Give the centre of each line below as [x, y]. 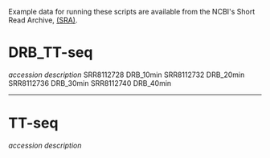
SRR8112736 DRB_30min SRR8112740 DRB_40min [90, 83]
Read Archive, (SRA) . [43, 20]
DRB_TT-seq [51, 53]
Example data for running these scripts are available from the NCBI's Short [132, 12]
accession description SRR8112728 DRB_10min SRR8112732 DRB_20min [127, 75]
